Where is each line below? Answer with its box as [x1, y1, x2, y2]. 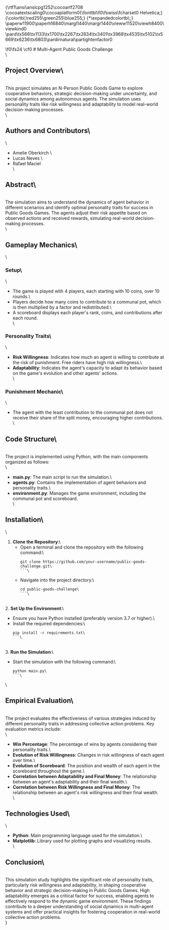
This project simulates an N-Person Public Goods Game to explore [5, 85, 143, 91]
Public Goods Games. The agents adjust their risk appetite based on [5, 210, 147, 216]
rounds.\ [12, 293, 30, 300]
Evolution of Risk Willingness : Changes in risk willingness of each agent [12, 752, 164, 758]
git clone [20, 559, 41, 564]
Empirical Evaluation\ [5, 697, 74, 705]
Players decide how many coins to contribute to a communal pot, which [12, 299, 161, 305]
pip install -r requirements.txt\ [12, 630, 85, 635]
